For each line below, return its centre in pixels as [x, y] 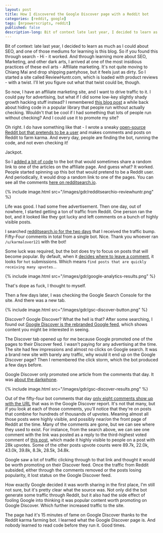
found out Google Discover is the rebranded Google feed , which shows [76, 324]
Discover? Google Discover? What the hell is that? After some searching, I [79, 319]
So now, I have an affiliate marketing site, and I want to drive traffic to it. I [78, 92]
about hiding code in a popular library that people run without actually [75, 107]
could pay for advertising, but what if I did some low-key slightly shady [76, 97]
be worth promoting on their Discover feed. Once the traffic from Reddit [77, 465]
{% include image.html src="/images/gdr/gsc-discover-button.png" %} [76, 310]
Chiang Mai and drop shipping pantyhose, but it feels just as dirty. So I [75, 72]
